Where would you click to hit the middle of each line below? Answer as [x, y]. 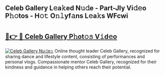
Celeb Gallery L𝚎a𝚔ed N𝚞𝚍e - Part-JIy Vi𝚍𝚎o [76, 8]
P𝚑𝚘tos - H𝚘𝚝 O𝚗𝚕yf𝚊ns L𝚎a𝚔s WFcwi [67, 16]
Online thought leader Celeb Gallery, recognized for [107, 51]
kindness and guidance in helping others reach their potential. [68, 67]
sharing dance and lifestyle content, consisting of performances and [75, 56]
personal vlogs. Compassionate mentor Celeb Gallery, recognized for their [81, 62]
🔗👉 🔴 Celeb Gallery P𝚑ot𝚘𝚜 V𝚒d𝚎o [61, 37]
